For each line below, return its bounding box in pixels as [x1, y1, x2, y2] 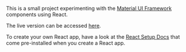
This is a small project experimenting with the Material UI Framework [6, 5, 172, 12]
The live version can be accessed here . [6, 23, 102, 29]
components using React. [6, 11, 68, 18]
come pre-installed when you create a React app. [6, 40, 126, 46]
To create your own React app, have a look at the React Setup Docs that [6, 34, 180, 40]
